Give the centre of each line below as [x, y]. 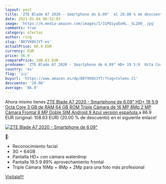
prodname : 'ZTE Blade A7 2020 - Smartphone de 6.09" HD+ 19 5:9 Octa [79, 65]
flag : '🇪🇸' [17, 74]
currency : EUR [20, 51]
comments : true [21, 28]
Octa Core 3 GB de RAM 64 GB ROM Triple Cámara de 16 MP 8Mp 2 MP [78, 107]
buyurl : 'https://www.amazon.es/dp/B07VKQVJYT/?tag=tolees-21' [72, 78]
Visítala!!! [14, 177]
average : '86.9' [22, 88]
